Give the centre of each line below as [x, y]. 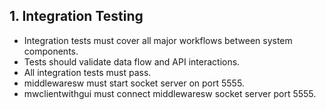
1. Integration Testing [76, 16]
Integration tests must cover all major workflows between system [158, 40]
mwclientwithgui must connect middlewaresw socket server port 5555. [170, 93]
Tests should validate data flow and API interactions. [132, 61]
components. [51, 51]
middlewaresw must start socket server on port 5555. [134, 83]
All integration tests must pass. [87, 72]
